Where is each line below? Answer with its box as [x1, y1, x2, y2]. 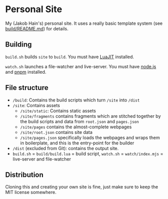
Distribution [5, 170, 44, 179]
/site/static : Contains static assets [20, 108, 96, 114]
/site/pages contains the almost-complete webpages [20, 124, 132, 130]
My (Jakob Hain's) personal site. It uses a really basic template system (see [5, 20, 163, 26]
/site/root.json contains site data [20, 129, 93, 135]
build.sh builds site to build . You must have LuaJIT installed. [5, 54, 134, 60]
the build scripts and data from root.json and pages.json [20, 118, 139, 124]
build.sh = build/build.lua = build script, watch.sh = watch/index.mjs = [12, 151, 163, 157]
